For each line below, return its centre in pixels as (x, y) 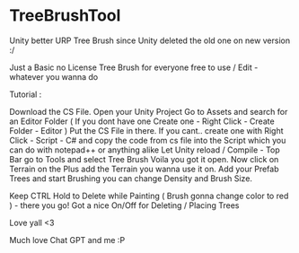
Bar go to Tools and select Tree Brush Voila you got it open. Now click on (144, 159)
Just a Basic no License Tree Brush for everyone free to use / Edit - (134, 67)
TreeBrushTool (65, 16)
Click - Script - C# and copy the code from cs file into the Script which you (148, 140)
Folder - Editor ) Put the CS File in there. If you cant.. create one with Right (146, 130)
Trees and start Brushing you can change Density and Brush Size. (131, 178)
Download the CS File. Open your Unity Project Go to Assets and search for (149, 111)
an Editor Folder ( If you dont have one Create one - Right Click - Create (142, 121)
